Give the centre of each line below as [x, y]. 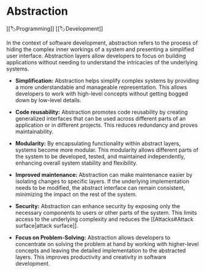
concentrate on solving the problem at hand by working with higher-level [107, 244]
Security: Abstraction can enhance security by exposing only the [98, 206]
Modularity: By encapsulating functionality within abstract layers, [98, 143]
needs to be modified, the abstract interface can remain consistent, [100, 187]
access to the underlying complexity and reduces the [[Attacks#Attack [104, 219]
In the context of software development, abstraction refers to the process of [102, 43]
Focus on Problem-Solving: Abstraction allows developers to [92, 237]
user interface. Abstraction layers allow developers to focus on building [96, 56]
